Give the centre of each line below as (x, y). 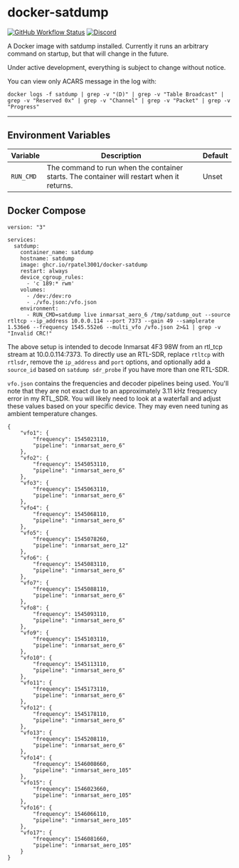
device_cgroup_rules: (52, 277)
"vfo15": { (36, 782)
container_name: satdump (57, 252)
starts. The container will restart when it (113, 176)
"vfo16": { (36, 807)
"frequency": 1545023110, (71, 439)
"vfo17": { (36, 832)
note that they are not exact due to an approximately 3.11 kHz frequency (112, 390)
